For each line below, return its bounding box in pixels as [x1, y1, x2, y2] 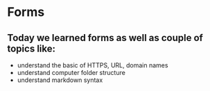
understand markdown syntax [17, 76, 103, 84]
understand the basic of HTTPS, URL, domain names [17, 61, 168, 69]
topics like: [7, 42, 55, 54]
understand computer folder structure [17, 69, 126, 76]
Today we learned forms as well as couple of [7, 32, 203, 44]
